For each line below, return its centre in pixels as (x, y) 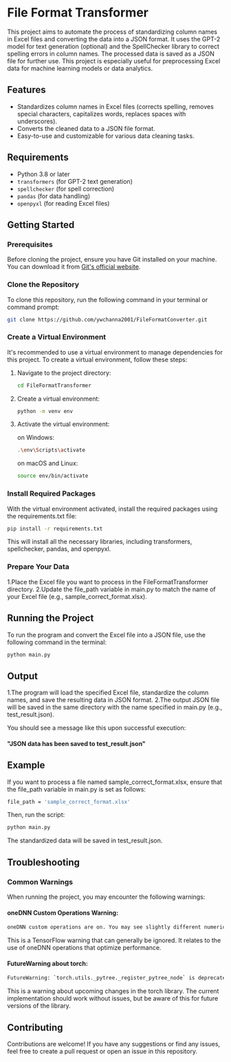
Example (26, 765)
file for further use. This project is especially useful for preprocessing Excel (114, 61)
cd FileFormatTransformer (54, 385)
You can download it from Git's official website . (74, 267)
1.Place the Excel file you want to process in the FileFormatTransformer (108, 582)
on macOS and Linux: (47, 463)
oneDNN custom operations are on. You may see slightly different (104, 927)
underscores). (37, 121)
